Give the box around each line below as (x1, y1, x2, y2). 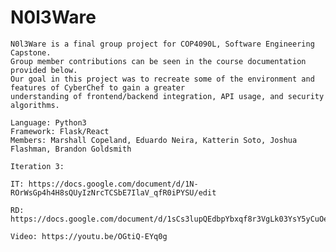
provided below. (10, 65, 78, 75)
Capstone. (10, 47, 52, 58)
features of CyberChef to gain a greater (10, 82, 186, 93)
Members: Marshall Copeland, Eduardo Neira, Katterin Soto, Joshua (10, 135, 298, 145)
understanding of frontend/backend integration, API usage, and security (10, 91, 325, 101)
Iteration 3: (10, 161, 65, 171)
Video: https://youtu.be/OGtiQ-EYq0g (10, 231, 168, 241)
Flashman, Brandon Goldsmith (10, 144, 132, 154)
